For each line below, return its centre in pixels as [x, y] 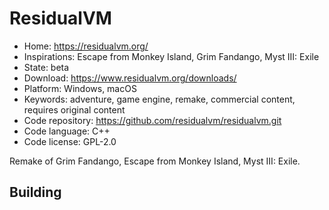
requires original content [74, 109]
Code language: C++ [67, 131]
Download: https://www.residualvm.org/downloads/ [130, 78]
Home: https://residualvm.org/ [86, 46]
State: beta [46, 67]
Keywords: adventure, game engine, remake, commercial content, [159, 99]
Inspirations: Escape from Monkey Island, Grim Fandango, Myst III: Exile [171, 56]
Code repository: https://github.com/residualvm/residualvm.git [152, 120]
